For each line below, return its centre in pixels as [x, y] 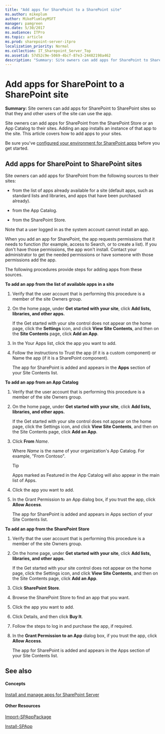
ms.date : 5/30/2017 [25, 28]
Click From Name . [30, 441]
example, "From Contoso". [39, 456]
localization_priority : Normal [37, 46]
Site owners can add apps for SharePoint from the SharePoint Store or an [79, 123]
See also [18, 671]
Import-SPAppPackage [28, 717]
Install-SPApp [19, 726]
